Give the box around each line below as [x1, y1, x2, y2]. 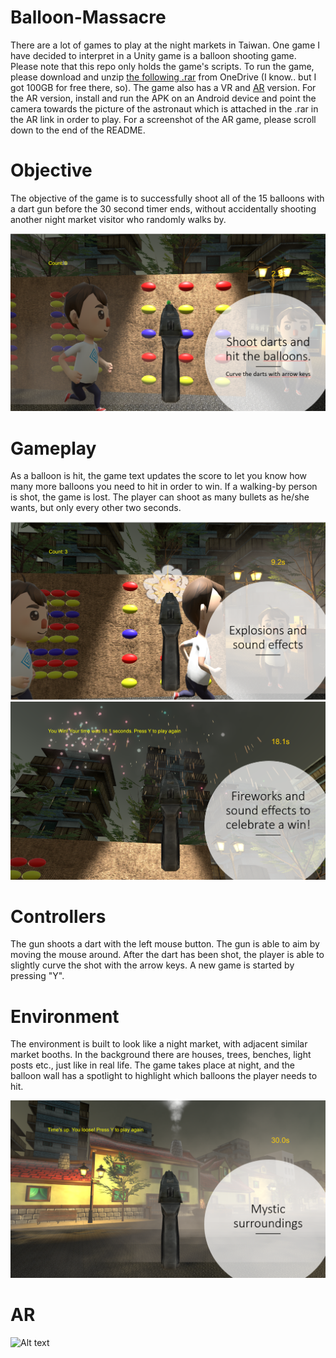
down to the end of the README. [10, 124, 146, 136]
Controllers [10, 905, 107, 928]
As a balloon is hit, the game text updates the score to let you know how [10, 470, 308, 482]
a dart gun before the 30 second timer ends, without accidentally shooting [10, 202, 317, 215]
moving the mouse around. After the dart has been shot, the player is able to [10, 949, 325, 961]
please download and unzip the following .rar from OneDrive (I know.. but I [10, 71, 317, 83]
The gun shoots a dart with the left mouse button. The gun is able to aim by [10, 938, 320, 950]
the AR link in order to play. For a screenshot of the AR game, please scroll [10, 113, 317, 125]
